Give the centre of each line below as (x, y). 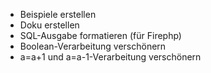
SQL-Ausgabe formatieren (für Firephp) (100, 35)
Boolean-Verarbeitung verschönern (93, 46)
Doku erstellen (49, 25)
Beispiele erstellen (58, 14)
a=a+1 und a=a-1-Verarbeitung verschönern (110, 57)
